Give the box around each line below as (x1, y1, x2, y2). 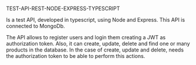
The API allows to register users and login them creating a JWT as (6, 34, 166, 40)
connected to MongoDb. (6, 23, 65, 29)
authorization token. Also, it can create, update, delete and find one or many (6, 40, 190, 47)
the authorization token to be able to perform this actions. (6, 53, 146, 59)
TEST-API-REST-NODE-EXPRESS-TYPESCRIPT (6, 5, 120, 12)
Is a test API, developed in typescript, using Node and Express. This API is (6, 16, 185, 23)
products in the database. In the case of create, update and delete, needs (6, 46, 184, 53)
